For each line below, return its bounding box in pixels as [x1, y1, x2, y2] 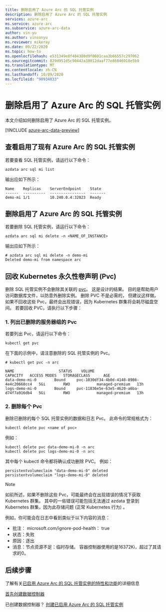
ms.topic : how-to [5, 49, 41, 54]
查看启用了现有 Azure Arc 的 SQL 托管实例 [5, 143, 136, 151]
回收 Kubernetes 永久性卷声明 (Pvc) [5, 272, 117, 280]
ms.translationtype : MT [5, 63, 55, 68]
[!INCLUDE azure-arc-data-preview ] [5, 127, 80, 133]
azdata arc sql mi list [5, 167, 55, 172]
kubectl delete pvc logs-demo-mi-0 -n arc [5, 449, 95, 454]
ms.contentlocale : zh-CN [5, 68, 57, 73]
